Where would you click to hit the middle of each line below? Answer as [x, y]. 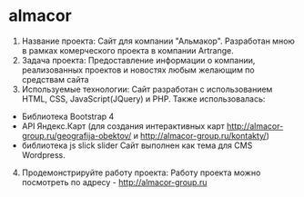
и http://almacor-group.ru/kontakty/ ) [202, 135]
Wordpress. [43, 154]
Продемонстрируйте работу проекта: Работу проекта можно [141, 172]
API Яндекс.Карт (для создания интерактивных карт [123, 126]
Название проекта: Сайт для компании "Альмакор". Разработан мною [158, 41]
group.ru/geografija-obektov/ [76, 135]
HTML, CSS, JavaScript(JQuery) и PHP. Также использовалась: [143, 98]
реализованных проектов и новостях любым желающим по [138, 70]
